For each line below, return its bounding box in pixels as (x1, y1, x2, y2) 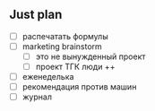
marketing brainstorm (22, 40, 103, 52)
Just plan (9, 7, 63, 22)
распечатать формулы (22, 30, 109, 41)
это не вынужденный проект (35, 51, 146, 62)
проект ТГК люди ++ (35, 62, 116, 72)
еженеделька (22, 72, 74, 82)
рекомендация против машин (22, 81, 137, 92)
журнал (22, 91, 52, 102)
